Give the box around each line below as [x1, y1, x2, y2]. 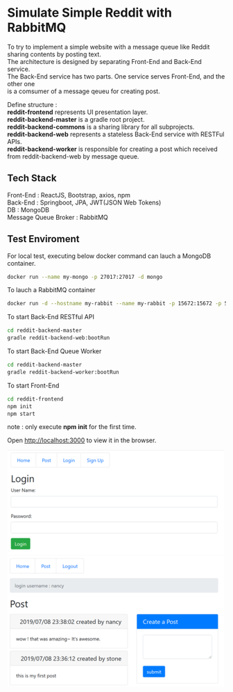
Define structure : [7, 100, 58, 108]
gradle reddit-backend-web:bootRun [7, 335, 110, 341]
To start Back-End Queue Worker [7, 347, 102, 355]
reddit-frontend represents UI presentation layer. [7, 108, 148, 116]
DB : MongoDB [7, 205, 50, 214]
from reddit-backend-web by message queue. [7, 152, 139, 161]
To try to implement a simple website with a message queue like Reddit [7, 42, 210, 51]
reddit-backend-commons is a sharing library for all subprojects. [7, 122, 195, 131]
